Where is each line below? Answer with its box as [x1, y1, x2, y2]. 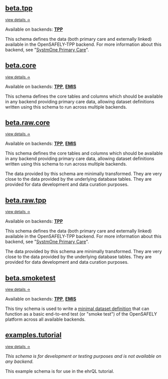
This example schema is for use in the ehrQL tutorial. [5, 368, 114, 374]
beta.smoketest [5, 274, 56, 282]
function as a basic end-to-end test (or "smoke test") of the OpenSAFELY [5, 311, 157, 317]
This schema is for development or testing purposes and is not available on [5, 353, 161, 359]
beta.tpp [5, 4, 33, 13]
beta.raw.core [5, 118, 50, 127]
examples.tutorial [5, 331, 62, 339]
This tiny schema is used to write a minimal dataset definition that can [5, 306, 149, 312]
